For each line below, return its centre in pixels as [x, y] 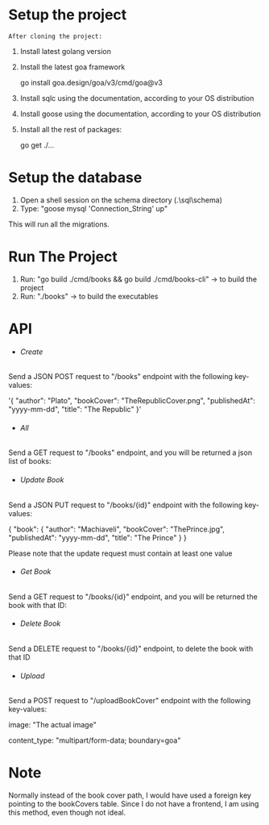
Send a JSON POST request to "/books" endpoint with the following [121, 377]
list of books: [30, 461]
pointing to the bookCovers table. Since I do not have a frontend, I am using [134, 804]
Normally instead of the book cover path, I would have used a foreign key [130, 795]
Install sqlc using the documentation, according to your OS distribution [137, 98]
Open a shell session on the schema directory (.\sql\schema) [121, 200]
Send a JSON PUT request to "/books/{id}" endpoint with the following [126, 505]
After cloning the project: [56, 36]
